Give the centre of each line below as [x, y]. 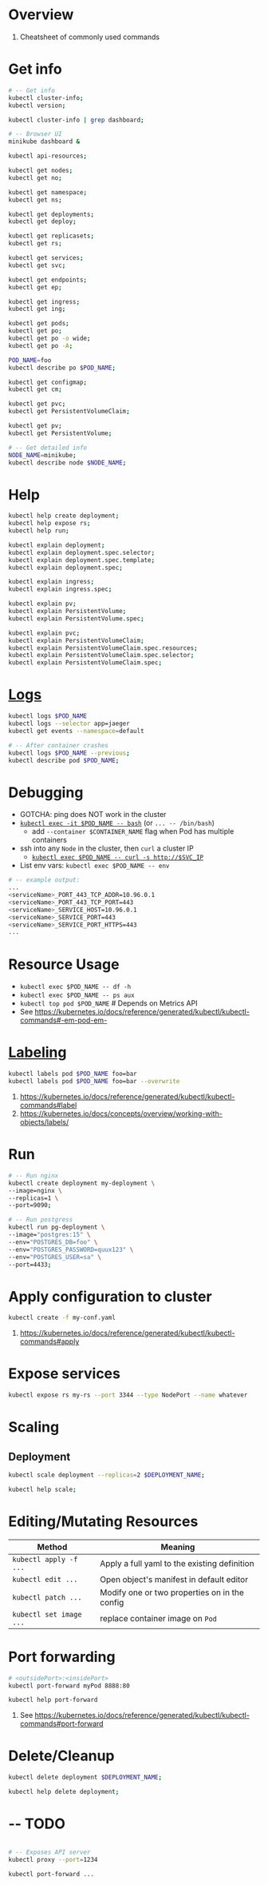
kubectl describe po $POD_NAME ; [62, 368]
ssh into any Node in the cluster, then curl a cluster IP [106, 848]
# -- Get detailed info [48, 448]
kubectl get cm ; [35, 389]
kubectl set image [47, 1614]
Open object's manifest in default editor [174, 1579]
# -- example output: [44, 880]
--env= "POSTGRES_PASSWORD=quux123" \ [71, 1249]
